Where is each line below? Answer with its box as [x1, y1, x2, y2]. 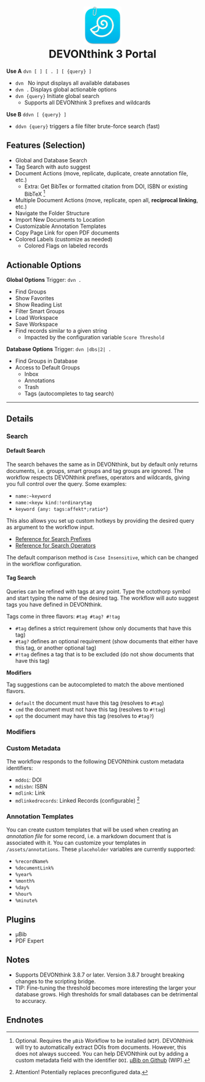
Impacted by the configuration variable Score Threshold [24, 334, 165, 341]
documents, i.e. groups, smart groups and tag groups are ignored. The [6, 467, 184, 474]
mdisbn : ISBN [15, 783, 48, 790]
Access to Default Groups [15, 364, 81, 371]
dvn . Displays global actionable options [15, 86, 117, 93]
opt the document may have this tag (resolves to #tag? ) [15, 712, 154, 719]
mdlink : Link [15, 789, 46, 796]
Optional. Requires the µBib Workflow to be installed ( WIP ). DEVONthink [15, 1037, 194, 1044]
